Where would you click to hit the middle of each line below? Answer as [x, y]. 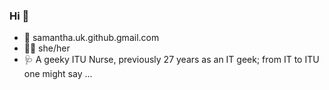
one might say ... [58, 74]
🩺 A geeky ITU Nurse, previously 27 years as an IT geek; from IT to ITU [171, 60]
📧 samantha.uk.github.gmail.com [91, 38]
